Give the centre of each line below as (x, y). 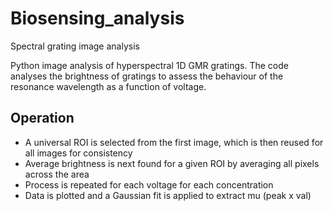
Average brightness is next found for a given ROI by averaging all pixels (172, 163)
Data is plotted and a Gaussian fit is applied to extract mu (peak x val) (168, 195)
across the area (57, 174)
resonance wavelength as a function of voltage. (108, 86)
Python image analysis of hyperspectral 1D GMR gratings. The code (149, 65)
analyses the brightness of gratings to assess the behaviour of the (147, 76)
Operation (42, 118)
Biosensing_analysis (97, 18)
